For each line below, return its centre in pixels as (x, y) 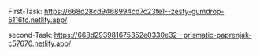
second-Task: (30, 35)
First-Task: (26, 11)
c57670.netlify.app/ (40, 43)
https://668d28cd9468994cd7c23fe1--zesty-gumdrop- (134, 11)
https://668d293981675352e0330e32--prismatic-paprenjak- (153, 35)
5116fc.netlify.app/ (38, 20)
